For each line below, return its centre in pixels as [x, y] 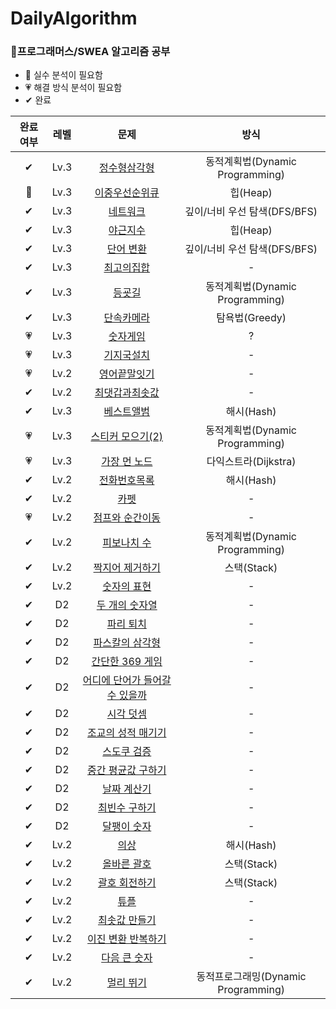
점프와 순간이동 [127, 518]
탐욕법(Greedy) [251, 318]
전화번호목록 [127, 480]
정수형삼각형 [127, 168]
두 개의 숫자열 [127, 605]
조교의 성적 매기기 [127, 733]
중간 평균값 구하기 [127, 770]
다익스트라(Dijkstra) [251, 462]
